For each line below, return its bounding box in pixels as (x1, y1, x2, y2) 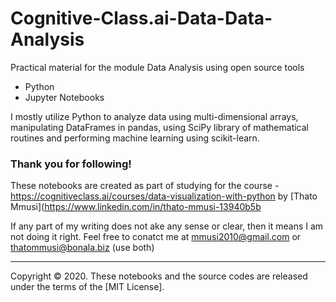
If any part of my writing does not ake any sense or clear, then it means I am (10, 220, 324, 232)
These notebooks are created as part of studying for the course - (10, 180, 280, 192)
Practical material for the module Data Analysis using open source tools (10, 61, 305, 73)
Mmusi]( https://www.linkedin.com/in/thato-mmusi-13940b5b (10, 201, 262, 213)
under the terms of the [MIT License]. (10, 281, 165, 293)
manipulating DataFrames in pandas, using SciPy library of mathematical (10, 121, 309, 133)
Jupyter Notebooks (24, 91, 105, 103)
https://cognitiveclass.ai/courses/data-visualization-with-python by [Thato (10, 190, 318, 202)
